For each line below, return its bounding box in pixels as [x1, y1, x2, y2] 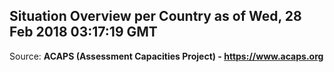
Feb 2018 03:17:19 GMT [9, 24, 158, 41]
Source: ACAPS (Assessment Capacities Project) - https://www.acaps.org [9, 50, 324, 62]
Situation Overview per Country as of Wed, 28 [9, 8, 302, 25]
